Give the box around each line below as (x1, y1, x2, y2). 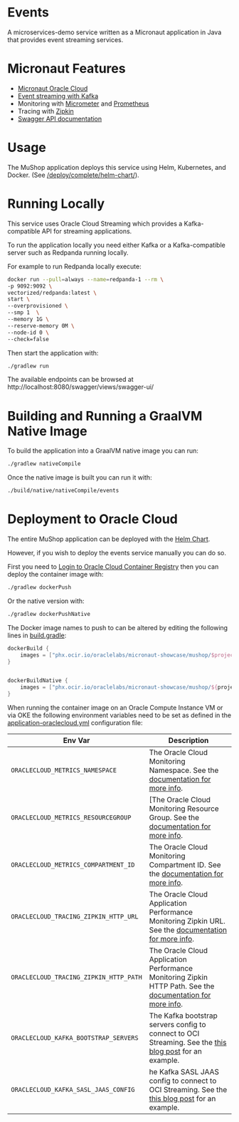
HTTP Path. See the (149, 981, 215, 991)
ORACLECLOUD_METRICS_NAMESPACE (11, 767, 117, 774)
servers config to (149, 1020, 206, 1029)
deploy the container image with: (7, 570, 104, 578)
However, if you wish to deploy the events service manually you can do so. (7, 549, 226, 557)
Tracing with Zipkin (17, 106, 75, 115)
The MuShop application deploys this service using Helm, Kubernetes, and (7, 163, 226, 171)
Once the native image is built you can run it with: (7, 473, 152, 482)
